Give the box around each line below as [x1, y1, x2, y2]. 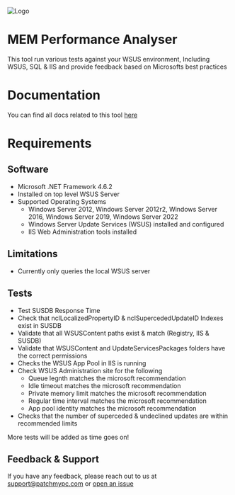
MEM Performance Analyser [7, 32, 178, 47]
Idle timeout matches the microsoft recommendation [28, 381, 182, 389]
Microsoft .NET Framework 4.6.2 [17, 182, 113, 190]
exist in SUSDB [17, 321, 62, 329]
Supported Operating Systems [17, 197, 107, 205]
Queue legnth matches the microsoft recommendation [28, 374, 186, 382]
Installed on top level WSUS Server [17, 190, 120, 198]
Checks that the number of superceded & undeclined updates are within [17, 411, 229, 420]
